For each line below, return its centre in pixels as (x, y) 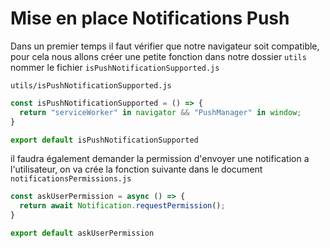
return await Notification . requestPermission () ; (122, 206)
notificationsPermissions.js (71, 179)
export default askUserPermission (82, 233)
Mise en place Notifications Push (150, 18)
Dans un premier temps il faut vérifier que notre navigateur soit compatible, (165, 46)
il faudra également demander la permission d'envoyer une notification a (160, 159)
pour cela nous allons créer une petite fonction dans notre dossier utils (158, 56)
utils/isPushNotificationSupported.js (91, 85)
